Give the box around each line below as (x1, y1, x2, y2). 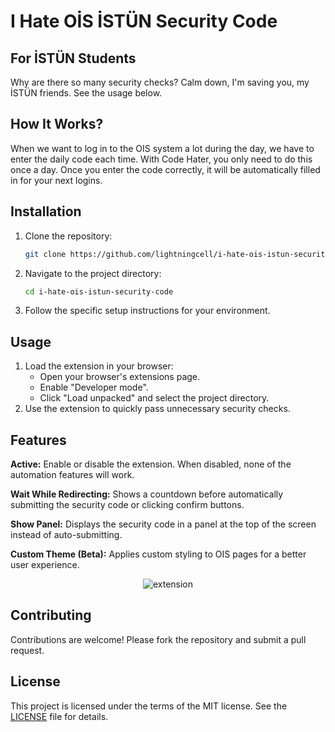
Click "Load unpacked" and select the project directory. (39, 392, 270, 404)
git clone (24, 249, 67, 259)
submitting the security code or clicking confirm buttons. (10, 499, 245, 510)
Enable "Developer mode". (39, 381, 149, 394)
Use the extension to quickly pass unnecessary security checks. (24, 403, 291, 415)
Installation (10, 203, 82, 220)
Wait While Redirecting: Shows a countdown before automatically (10, 488, 284, 500)
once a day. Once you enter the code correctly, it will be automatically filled (10, 163, 321, 175)
